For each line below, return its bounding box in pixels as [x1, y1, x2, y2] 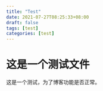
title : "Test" [6, 8, 42, 15]
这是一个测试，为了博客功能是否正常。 [6, 79, 100, 86]
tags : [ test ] [6, 25, 39, 31]
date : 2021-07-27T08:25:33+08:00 [6, 14, 89, 20]
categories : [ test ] [6, 31, 55, 37]
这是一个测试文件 [6, 58, 90, 71]
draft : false [6, 19, 39, 25]
